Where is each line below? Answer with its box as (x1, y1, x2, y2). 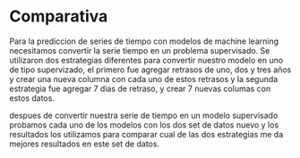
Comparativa (9, 6, 108, 27)
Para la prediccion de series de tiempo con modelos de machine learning (9, 36, 279, 46)
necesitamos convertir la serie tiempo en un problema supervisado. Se (9, 45, 270, 55)
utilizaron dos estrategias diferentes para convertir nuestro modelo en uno (9, 54, 284, 65)
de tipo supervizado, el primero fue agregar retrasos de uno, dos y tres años (9, 64, 292, 75)
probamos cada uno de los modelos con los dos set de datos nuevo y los (9, 119, 279, 130)
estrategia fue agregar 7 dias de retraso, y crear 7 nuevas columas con (9, 83, 271, 94)
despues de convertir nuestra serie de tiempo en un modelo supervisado (9, 110, 279, 121)
